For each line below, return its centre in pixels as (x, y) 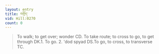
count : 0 (14, 23)
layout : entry (19, 9)
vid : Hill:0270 (20, 18)
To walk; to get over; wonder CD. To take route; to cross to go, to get (85, 37)
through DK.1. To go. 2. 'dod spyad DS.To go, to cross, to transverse (85, 42)
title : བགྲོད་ (16, 14)
